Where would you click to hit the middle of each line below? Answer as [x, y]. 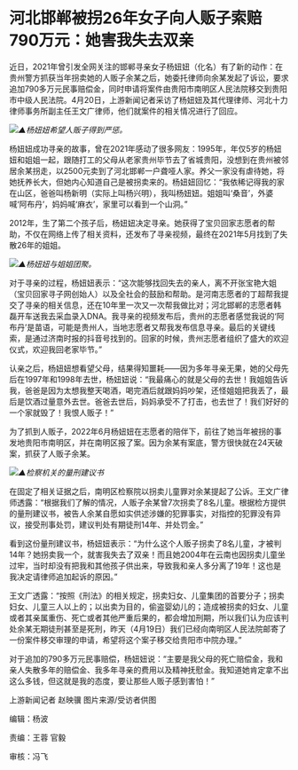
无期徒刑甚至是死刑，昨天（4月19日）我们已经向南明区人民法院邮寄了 [159, 629]
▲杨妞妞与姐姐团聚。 [57, 263]
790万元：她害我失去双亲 [102, 40]
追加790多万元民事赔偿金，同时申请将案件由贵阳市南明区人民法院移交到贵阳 [149, 89]
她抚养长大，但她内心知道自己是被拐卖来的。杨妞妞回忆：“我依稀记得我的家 [147, 182]
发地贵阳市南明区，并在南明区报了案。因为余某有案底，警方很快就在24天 [142, 442]
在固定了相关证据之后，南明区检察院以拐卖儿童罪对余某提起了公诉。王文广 [145, 491]
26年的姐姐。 [41, 245]
